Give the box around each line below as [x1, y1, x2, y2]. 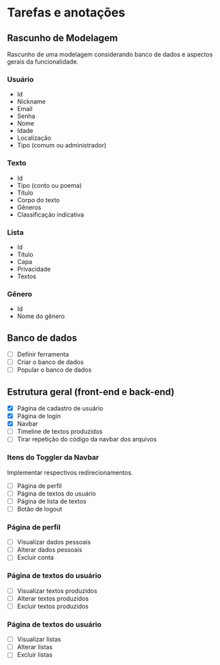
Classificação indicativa [16, 210, 84, 219]
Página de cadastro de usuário [16, 404, 104, 412]
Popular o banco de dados [16, 365, 92, 374]
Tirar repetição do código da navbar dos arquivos [16, 435, 157, 444]
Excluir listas [16, 651, 53, 659]
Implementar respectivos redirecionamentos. [7, 468, 133, 476]
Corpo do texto [16, 195, 60, 204]
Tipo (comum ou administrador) [16, 141, 107, 149]
